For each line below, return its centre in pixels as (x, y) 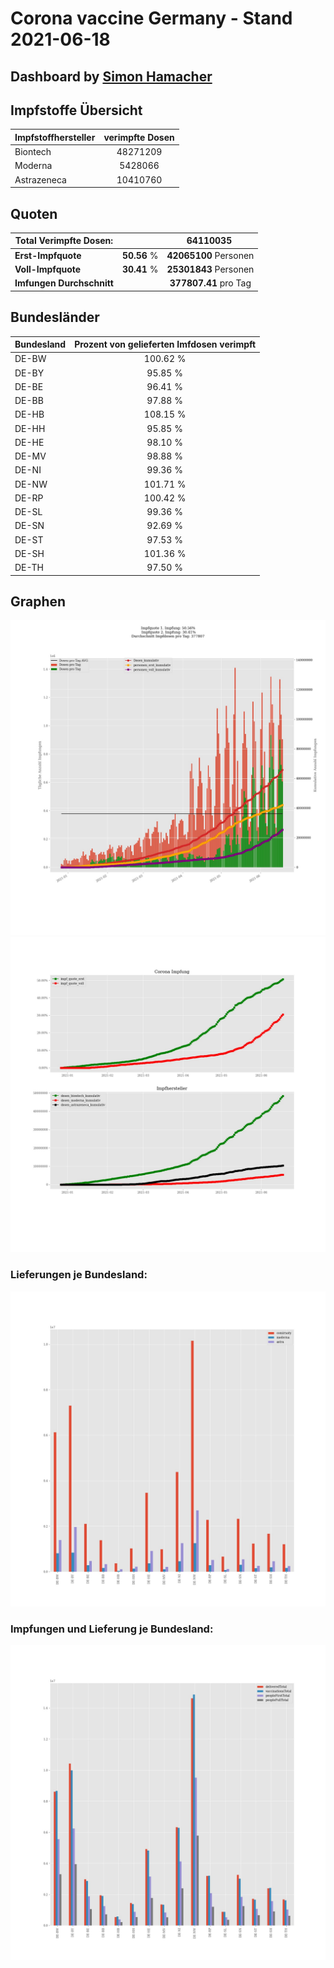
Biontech (33, 152)
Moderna (33, 166)
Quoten (34, 213)
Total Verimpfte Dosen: (64, 241)
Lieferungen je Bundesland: (79, 1275)
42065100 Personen (210, 255)
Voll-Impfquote (48, 269)
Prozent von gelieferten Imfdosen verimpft (165, 344)
